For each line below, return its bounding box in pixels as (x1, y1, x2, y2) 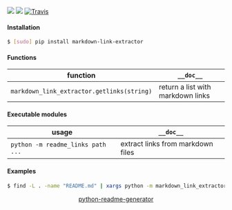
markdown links (158, 91, 211, 101)
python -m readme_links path (10, 141, 106, 149)
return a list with (158, 83, 211, 92)
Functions (7, 53, 37, 61)
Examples (7, 167, 37, 176)
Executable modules (7, 110, 68, 118)
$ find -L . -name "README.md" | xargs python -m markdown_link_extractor (7, 182, 227, 189)
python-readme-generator (78, 195, 154, 203)
